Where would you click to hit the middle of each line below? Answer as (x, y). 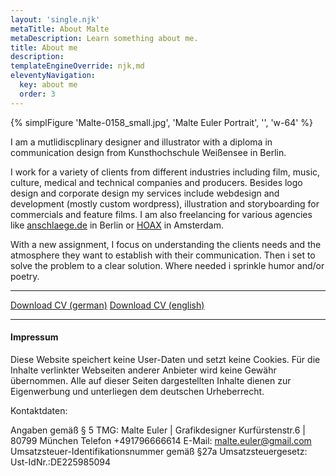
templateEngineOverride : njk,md (77, 66)
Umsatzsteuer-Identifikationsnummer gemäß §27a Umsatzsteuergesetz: (159, 451)
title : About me (44, 47)
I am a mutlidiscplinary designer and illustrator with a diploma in (141, 142)
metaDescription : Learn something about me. (104, 38)
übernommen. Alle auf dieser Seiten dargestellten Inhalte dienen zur (151, 380)
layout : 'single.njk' (55, 19)
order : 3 (37, 94)
